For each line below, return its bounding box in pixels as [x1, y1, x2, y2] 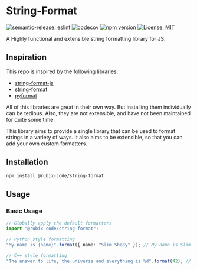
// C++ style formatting [6, 252, 67, 258]
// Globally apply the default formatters [6, 220, 112, 226]
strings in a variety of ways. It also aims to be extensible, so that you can [6, 134, 183, 141]
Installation [6, 157, 48, 167]
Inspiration [6, 52, 47, 63]
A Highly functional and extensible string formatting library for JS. [6, 35, 166, 42]
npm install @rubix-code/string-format [6, 173, 104, 178]
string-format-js [14, 79, 54, 86]
